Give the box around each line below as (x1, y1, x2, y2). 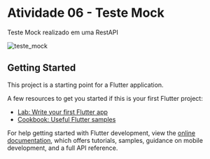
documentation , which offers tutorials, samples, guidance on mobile (7, 136, 203, 144)
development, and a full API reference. (7, 144, 118, 152)
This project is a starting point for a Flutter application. (7, 81, 164, 89)
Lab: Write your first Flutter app (17, 107, 108, 116)
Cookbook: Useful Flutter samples (17, 115, 116, 123)
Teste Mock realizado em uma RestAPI (7, 28, 119, 36)
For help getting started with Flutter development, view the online (7, 128, 196, 137)
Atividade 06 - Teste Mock (7, 5, 164, 21)
